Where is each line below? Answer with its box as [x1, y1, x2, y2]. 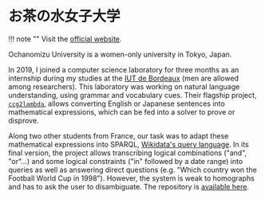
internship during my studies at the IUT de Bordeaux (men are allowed [8, 73, 239, 83]
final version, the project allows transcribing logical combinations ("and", [8, 148, 247, 158]
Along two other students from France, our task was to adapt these [8, 131, 229, 140]
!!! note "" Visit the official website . [8, 33, 122, 44]
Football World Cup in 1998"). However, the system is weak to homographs [8, 173, 255, 183]
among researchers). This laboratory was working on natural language [8, 81, 240, 92]
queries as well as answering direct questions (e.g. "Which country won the [8, 165, 257, 174]
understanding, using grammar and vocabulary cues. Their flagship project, [8, 90, 257, 99]
